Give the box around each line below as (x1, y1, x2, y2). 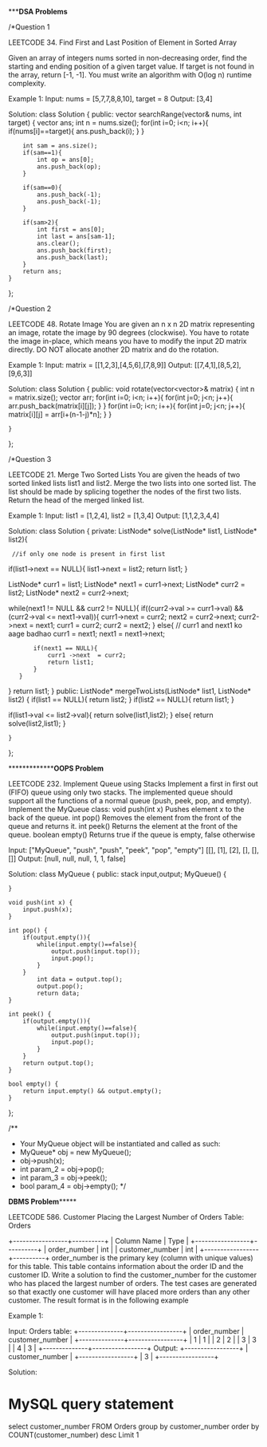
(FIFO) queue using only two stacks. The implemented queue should (8, 787, 234, 797)
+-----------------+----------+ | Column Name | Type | (8, 1236, 189, 1245)
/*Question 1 (8, 22, 50, 31)
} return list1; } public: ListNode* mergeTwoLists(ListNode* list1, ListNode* (8, 686, 252, 696)
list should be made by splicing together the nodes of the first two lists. (8, 487, 241, 496)
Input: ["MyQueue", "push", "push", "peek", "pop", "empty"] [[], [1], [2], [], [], (8, 846, 259, 854)
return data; (37, 989, 80, 997)
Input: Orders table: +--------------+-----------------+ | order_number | (8, 1327, 245, 1335)
